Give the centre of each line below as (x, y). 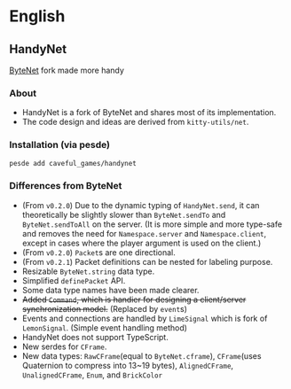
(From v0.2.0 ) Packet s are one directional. (98, 252)
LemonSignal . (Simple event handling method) (105, 327)
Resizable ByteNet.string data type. (88, 271)
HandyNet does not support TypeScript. (95, 337)
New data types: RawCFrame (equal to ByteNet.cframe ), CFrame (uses (142, 355)
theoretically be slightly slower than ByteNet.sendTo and (124, 214)
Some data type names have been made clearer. (110, 290)
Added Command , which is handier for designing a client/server (134, 300)
